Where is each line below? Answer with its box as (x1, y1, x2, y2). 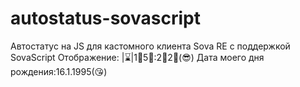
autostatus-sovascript (10, 7, 201, 30)
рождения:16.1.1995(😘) (10, 65, 108, 77)
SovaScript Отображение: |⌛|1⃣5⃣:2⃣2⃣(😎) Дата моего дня (10, 51, 265, 63)
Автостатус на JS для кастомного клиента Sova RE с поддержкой (10, 40, 291, 52)
